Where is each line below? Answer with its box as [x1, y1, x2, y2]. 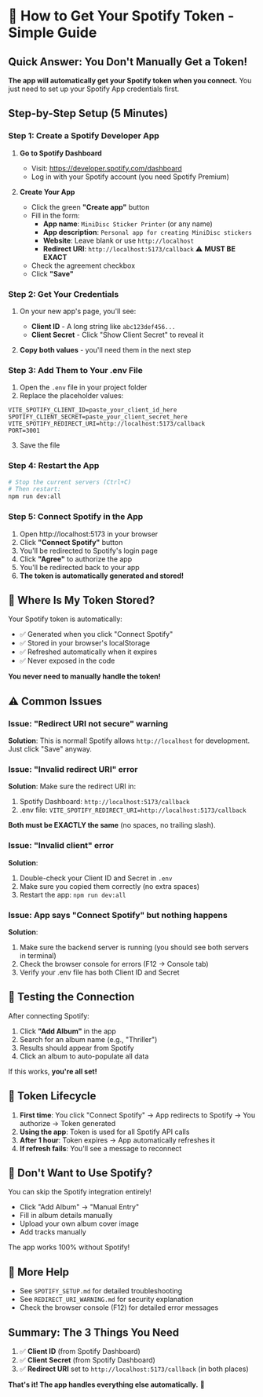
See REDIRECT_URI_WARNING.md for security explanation [19, 1295, 194, 1304]
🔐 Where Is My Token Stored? [8, 593, 155, 607]
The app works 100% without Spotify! [8, 1242, 130, 1252]
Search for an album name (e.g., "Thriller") [19, 1034, 158, 1044]
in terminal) [19, 950, 57, 960]
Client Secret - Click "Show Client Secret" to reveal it [31, 330, 204, 339]
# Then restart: [8, 485, 61, 493]
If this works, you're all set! [8, 1066, 97, 1076]
